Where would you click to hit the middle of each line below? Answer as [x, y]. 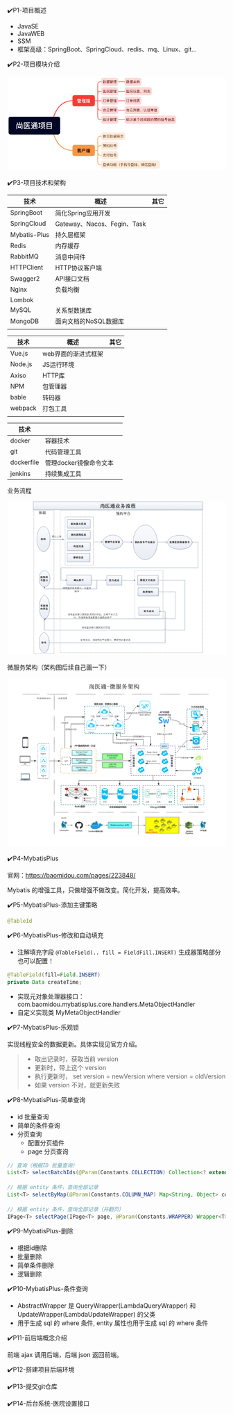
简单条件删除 [35, 1265]
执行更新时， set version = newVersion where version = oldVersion [130, 1076]
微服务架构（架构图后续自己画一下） [59, 667]
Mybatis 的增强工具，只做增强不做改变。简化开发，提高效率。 [95, 890]
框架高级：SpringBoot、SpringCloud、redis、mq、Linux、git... [107, 49]
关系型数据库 [74, 310]
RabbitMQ [25, 256]
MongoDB [25, 321]
